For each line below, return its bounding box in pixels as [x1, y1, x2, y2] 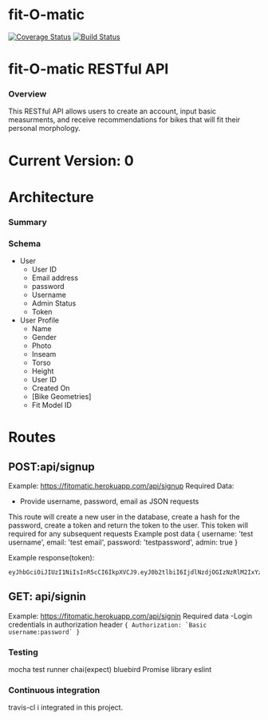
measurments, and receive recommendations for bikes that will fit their [8, 115, 241, 125]
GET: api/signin [8, 590, 86, 603]
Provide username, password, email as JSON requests [19, 496, 199, 506]
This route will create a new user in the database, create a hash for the [8, 512, 241, 522]
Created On [31, 383, 70, 393]
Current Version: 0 [8, 152, 134, 169]
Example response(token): [8, 553, 95, 563]
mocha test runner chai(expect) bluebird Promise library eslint [8, 665, 212, 675]
